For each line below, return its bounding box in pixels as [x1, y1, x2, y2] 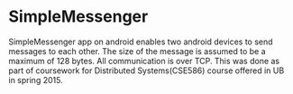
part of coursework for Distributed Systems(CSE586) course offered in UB [8, 65, 285, 76]
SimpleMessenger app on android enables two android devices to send [8, 36, 273, 47]
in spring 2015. [8, 74, 64, 85]
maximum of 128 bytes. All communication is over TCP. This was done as [8, 55, 280, 66]
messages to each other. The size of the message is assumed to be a [8, 45, 266, 56]
